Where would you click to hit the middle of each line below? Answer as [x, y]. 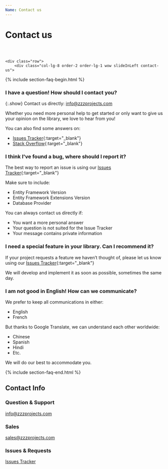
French [20, 317]
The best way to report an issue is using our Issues [58, 167]
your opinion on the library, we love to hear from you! [60, 119]
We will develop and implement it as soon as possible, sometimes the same [83, 272]
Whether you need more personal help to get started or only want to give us [84, 113]
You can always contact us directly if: [44, 213]
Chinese [21, 337]
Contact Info [25, 388]
